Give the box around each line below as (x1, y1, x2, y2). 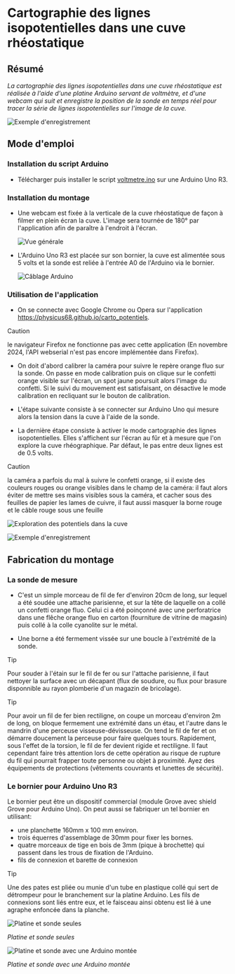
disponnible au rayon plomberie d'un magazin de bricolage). (7, 684, 182, 692)
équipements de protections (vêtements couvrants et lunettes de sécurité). (7, 763, 224, 772)
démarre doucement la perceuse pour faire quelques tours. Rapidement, (7, 734, 217, 742)
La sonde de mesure (7, 575, 78, 585)
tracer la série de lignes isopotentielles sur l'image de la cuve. (7, 104, 187, 112)
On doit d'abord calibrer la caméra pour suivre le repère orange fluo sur (17, 361, 224, 370)
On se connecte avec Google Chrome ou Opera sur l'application (17, 306, 203, 314)
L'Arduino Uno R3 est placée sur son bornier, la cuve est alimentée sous (17, 251, 226, 259)
